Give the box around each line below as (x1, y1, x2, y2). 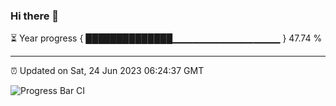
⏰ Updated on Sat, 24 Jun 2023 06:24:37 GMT (10, 65, 205, 77)
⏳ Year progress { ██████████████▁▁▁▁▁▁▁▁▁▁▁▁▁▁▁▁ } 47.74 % (10, 32, 323, 44)
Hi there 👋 (10, 9, 60, 23)
